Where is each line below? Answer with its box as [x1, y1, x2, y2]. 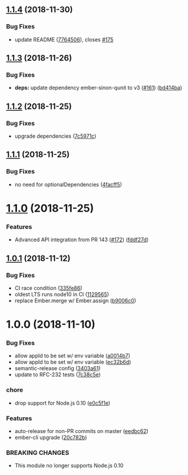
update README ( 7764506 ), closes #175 [14, 35, 114, 43]
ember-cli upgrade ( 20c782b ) [14, 434, 87, 441]
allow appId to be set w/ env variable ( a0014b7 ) [14, 352, 131, 360]
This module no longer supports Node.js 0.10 [14, 462, 124, 469]
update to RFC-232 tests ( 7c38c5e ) [14, 371, 101, 378]
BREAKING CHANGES [6, 448, 70, 457]
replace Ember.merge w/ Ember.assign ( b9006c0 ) [14, 297, 137, 304]
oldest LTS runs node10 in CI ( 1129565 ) [14, 290, 109, 298]
